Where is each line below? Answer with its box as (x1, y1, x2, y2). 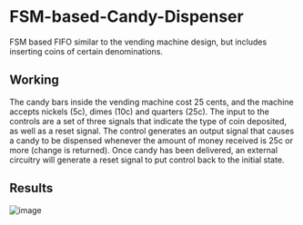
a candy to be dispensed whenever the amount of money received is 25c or (9, 134, 294, 146)
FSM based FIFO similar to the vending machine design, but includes (9, 36, 268, 47)
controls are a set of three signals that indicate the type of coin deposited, (9, 115, 288, 126)
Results (9, 181, 54, 196)
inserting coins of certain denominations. (9, 45, 164, 56)
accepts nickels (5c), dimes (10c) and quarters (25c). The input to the (9, 106, 270, 117)
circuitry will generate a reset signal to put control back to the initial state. (9, 154, 285, 165)
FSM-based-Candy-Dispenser (9, 6, 244, 27)
